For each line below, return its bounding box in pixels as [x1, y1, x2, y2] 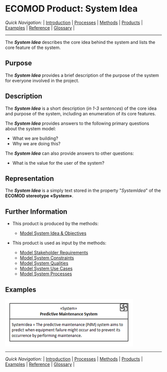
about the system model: [5, 125, 56, 131]
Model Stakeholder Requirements [19, 250, 88, 256]
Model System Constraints [19, 255, 75, 261]
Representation [5, 174, 54, 183]
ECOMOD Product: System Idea [5, 3, 138, 14]
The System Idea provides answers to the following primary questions [5, 120, 150, 126]
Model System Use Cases [19, 266, 73, 272]
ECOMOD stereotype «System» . [5, 193, 74, 199]
